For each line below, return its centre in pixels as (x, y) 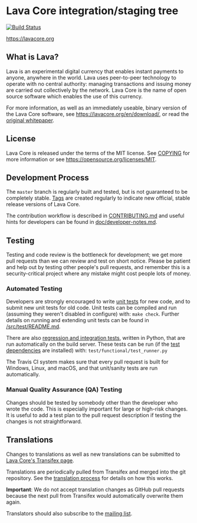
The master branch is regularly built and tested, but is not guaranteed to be (97, 192)
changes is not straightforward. (44, 421)
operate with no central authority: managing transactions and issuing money (99, 84)
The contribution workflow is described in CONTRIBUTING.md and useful (95, 216)
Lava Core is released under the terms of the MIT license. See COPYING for (98, 153)
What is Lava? (32, 57)
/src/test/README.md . (33, 327)
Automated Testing (34, 289)
